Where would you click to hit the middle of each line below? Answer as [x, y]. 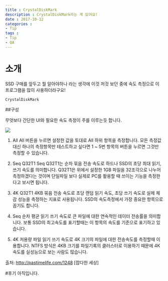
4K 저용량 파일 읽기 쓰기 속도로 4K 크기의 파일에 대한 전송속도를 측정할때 [84, 239]
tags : [12, 33]
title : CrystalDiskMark [31, 10]
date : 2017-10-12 [24, 19]
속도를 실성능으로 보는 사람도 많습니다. [50, 252]
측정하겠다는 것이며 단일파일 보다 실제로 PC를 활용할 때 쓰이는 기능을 [79, 176]
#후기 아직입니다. [22, 273]
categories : [19, 24]
